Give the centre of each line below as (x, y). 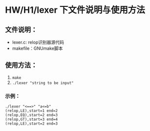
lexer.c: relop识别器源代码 (38, 42)
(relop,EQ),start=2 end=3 (31, 115)
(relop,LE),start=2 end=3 (31, 124)
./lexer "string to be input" (43, 83)
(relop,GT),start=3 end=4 (31, 120)
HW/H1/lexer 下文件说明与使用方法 (75, 10)
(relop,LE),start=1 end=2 (31, 111)
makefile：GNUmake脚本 (37, 48)
